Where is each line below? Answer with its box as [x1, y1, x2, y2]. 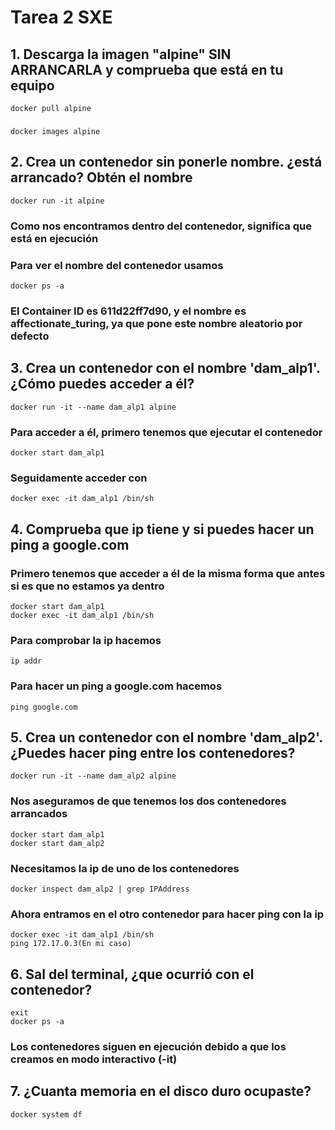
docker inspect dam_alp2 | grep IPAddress [10, 884, 190, 894]
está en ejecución [10, 231, 99, 245]
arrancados [10, 807, 68, 821]
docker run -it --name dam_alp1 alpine [10, 402, 177, 412]
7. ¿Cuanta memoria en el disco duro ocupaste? [10, 1083, 312, 1100]
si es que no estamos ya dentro [10, 579, 165, 593]
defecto [10, 329, 50, 343]
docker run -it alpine [10, 196, 105, 206]
